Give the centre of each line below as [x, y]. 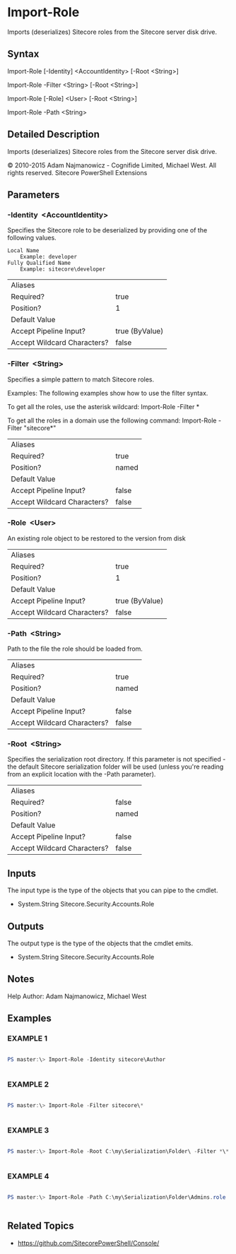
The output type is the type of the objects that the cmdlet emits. [100, 943]
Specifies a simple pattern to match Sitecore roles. [81, 379]
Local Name [23, 251]
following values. [32, 238]
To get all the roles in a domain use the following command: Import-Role [112, 420]
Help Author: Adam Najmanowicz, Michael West [77, 996]
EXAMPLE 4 [28, 1176]
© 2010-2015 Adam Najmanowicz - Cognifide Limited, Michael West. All [112, 165]
